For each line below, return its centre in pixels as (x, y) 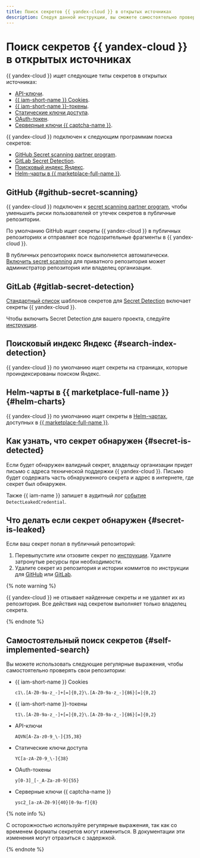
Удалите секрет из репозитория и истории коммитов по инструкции (102, 568)
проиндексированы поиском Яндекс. (54, 373)
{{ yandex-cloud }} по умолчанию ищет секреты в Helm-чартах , (87, 416)
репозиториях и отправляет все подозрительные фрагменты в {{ (89, 237)
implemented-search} (48, 650)
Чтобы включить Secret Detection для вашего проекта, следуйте (88, 319)
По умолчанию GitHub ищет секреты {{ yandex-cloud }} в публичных (93, 231)
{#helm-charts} (36, 402)
